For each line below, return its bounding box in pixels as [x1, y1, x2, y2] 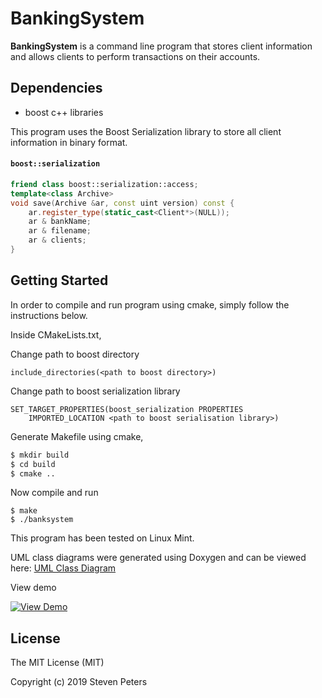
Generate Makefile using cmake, [10, 430, 144, 442]
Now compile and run [10, 487, 99, 499]
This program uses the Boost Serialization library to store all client [10, 125, 282, 137]
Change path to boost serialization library [10, 385, 181, 397]
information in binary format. [10, 136, 128, 148]
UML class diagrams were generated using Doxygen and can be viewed [10, 552, 307, 564]
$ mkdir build [10, 450, 70, 460]
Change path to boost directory [10, 348, 140, 360]
